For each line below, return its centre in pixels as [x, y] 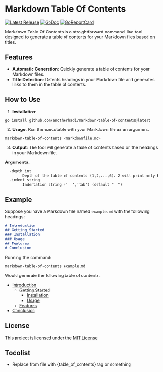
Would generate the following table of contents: [53, 275]
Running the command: [28, 257]
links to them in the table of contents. [49, 84]
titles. [10, 42]
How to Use [23, 100]
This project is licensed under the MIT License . [52, 338]
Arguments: [17, 162]
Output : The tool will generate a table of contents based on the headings [85, 148]
